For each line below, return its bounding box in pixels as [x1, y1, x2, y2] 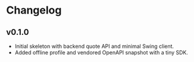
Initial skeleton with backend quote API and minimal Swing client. [14, 43, 174, 50]
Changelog [6, 4, 62, 17]
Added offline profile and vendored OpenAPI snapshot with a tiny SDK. [14, 49, 189, 56]
